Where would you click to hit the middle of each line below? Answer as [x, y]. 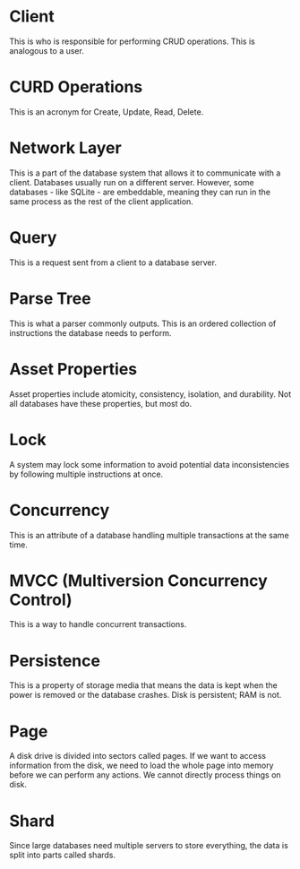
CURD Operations [76, 87]
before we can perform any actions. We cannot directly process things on [145, 775]
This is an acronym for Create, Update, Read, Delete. [107, 112]
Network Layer [66, 148]
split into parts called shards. [63, 855]
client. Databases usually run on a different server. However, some [132, 182]
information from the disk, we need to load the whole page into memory [141, 766]
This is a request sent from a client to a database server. [113, 262]
